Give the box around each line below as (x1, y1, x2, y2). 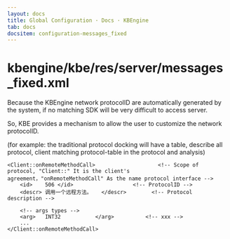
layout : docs (7, 10, 46, 18)
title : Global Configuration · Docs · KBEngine (7, 17, 149, 24)
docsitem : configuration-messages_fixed (7, 30, 128, 37)
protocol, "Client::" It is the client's (7, 168, 130, 175)
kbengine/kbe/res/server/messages (7, 60, 224, 76)
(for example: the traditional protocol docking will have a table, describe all (7, 141, 223, 149)
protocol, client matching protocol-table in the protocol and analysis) (7, 148, 205, 157)
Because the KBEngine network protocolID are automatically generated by (7, 98, 222, 107)
